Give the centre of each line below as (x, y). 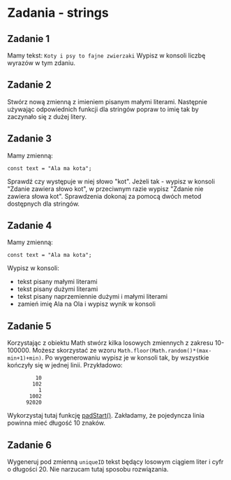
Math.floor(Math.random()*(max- (165, 351)
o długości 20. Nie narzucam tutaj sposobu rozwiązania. (88, 470)
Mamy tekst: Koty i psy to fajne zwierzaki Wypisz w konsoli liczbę (106, 55)
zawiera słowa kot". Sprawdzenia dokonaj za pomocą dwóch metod (104, 196)
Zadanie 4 (30, 226)
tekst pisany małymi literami (57, 282)
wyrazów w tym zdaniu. (41, 63)
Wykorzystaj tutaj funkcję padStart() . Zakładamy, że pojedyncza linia (106, 416)
